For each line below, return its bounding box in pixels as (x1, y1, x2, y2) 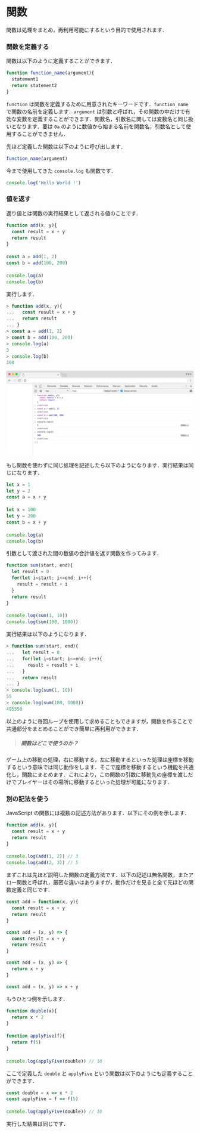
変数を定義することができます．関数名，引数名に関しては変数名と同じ (16, 115, 189, 122)
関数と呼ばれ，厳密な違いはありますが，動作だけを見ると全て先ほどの (16, 879, 189, 886)
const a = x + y (6, 494, 46, 500)
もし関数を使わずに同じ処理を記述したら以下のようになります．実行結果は (6, 462, 189, 469)
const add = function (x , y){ (6, 899, 79, 905)
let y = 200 (6, 513, 36, 519)
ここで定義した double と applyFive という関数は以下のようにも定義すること (6, 1070, 193, 1077)
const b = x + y (6, 519, 46, 525)
